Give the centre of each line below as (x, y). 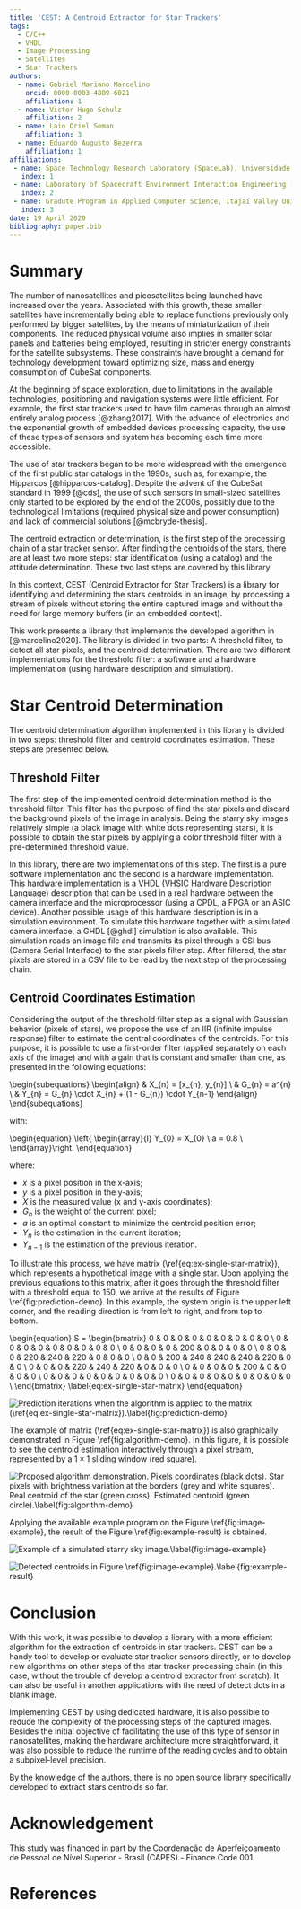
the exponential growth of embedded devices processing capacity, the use (147, 428)
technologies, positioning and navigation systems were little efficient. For (144, 399)
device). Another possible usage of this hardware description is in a (134, 912)
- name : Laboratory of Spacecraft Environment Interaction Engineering (150, 185)
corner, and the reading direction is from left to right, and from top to (136, 1312)
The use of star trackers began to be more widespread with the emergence (148, 464)
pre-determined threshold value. (69, 847)
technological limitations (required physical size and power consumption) (144, 512)
